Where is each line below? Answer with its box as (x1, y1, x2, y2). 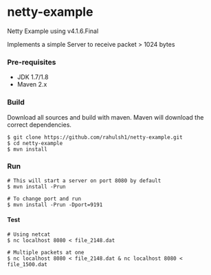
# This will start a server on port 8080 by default (7, 177, 162, 184)
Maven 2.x (16, 80, 47, 89)
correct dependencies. (7, 120, 72, 129)
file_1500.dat (7, 261, 48, 268)
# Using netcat (7, 231, 51, 238)
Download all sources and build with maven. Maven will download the (7, 113, 204, 121)
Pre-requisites (7, 57, 56, 67)
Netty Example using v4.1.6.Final (7, 27, 99, 35)
